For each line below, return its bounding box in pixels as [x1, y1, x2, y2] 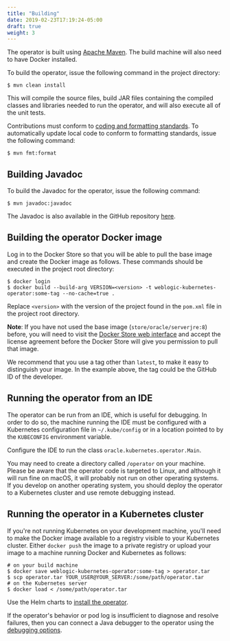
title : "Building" [7, 10, 60, 17]
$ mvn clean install [7, 82, 67, 89]
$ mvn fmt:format [7, 150, 57, 157]
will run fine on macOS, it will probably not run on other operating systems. [7, 473, 219, 482]
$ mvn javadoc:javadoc [7, 200, 72, 207]
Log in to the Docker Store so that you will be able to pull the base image [7, 250, 213, 258]
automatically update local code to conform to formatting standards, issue [7, 129, 217, 137]
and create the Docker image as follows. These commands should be [7, 257, 203, 265]
